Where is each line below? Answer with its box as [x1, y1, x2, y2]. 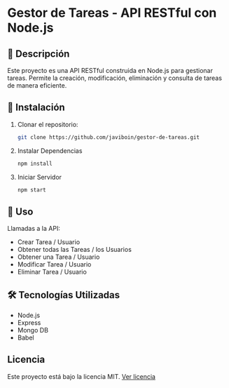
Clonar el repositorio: [17, 120, 78, 128]
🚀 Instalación [7, 102, 65, 114]
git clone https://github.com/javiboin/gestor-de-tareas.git [17, 133, 200, 141]
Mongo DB [17, 326, 49, 335]
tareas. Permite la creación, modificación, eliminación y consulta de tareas [7, 74, 223, 82]
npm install [17, 160, 53, 167]
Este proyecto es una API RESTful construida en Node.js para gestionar [7, 67, 214, 74]
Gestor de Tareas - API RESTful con [7, 5, 217, 21]
